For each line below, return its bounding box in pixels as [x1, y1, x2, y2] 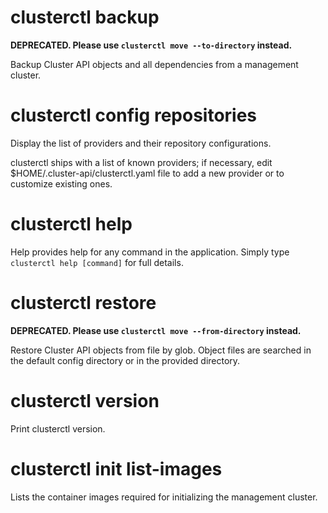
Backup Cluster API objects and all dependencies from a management [10, 58, 299, 70]
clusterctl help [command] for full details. [10, 256, 184, 268]
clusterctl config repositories [10, 104, 258, 127]
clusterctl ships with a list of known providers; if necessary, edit [10, 156, 273, 168]
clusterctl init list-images [10, 457, 223, 480]
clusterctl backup [10, 6, 160, 29]
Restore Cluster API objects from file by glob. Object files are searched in [10, 344, 312, 356]
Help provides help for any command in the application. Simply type [10, 246, 290, 258]
